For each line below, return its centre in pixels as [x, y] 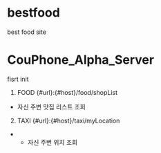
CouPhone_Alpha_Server [80, 60]
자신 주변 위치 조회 [53, 142]
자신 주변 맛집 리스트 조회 [51, 107]
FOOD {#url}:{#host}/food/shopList [67, 92]
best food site [27, 32]
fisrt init [18, 79]
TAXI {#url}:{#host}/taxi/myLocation [68, 120]
